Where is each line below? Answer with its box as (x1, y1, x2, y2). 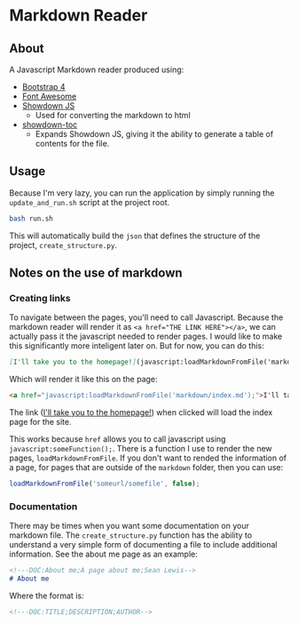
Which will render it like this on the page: (9, 374, 158, 385)
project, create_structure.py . (9, 239, 118, 250)
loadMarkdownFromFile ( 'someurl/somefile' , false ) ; (9, 479, 200, 489)
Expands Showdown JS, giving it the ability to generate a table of (35, 129, 274, 139)
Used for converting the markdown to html (35, 110, 191, 120)
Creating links (9, 292, 71, 304)
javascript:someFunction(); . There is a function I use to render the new (9, 444, 272, 454)
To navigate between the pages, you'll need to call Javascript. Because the (9, 312, 284, 323)
